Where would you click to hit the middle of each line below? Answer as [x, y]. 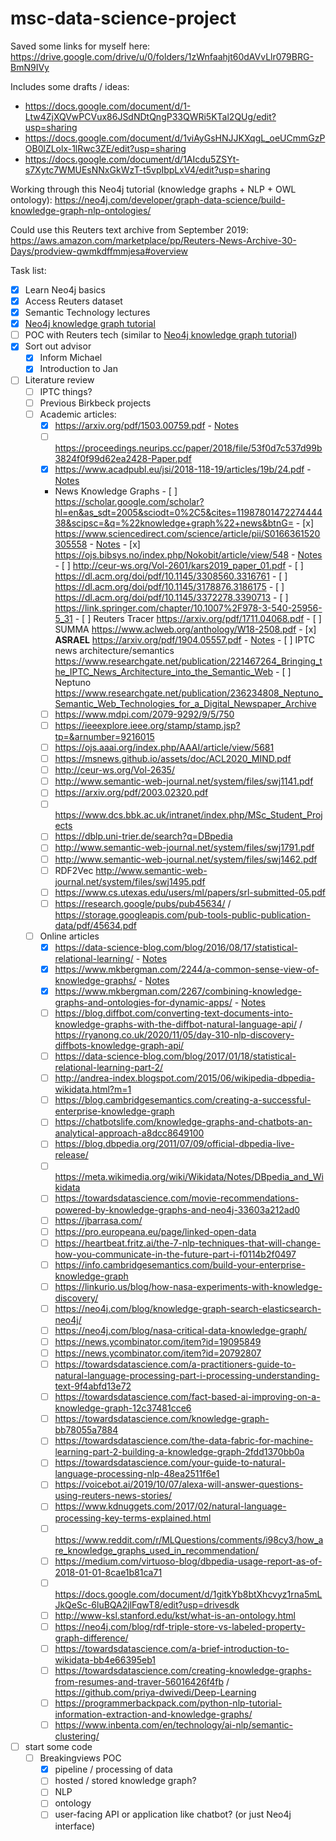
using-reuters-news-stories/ [113, 1496]
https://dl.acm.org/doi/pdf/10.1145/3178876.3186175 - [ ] [169, 586]
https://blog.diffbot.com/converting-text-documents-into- [174, 1013]
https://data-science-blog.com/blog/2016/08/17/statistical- [176, 947]
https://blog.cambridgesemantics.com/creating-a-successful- [183, 1100]
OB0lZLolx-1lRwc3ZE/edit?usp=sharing [105, 148]
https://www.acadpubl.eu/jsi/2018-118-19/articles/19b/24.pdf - [183, 469]
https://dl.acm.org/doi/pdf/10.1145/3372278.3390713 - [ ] [171, 597]
